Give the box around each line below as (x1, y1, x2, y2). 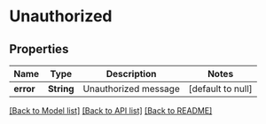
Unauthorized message (82, 82, 180, 95)
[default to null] (188, 82, 253, 95)
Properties (9, 42, 69, 57)
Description (106, 68, 157, 80)
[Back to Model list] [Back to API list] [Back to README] (9, 105, 213, 116)
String (47, 82, 74, 95)
